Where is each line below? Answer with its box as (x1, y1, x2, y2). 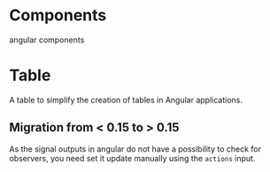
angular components (9, 34, 85, 45)
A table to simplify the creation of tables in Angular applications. (9, 94, 243, 105)
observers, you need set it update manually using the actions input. (9, 153, 256, 163)
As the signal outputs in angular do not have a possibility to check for (9, 143, 262, 154)
